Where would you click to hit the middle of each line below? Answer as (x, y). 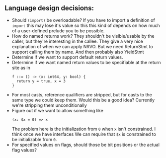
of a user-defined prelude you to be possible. (58, 31)
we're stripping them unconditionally (49, 105)
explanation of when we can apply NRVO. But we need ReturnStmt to (82, 46)
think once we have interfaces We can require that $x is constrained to (84, 134)
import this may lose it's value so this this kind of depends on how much (86, 25)
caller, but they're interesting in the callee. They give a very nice (78, 41)
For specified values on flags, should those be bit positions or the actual (86, 145)
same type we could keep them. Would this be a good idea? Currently (83, 100)
